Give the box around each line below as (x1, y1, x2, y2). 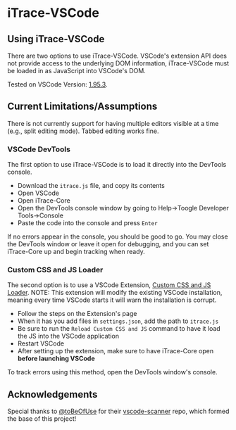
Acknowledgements (7, 388, 98, 400)
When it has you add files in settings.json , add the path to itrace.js (17, 317, 219, 325)
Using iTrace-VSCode (7, 33, 105, 45)
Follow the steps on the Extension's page (17, 310, 137, 318)
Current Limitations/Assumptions (7, 101, 158, 113)
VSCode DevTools (7, 144, 70, 154)
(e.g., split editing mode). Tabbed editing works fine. (7, 127, 159, 135)
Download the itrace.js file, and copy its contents (17, 182, 166, 190)
